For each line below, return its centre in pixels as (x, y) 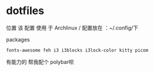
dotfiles (25, 11)
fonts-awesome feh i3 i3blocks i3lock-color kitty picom (77, 50)
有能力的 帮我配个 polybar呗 (40, 62)
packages (18, 39)
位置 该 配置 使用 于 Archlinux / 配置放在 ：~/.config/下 (72, 28)
